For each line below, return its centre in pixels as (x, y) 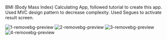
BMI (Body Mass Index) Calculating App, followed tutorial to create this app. (84, 7)
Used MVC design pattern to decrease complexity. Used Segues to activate (83, 12)
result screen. (20, 18)
